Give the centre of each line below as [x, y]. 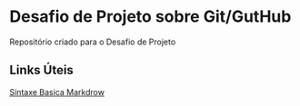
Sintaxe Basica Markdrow [57, 92]
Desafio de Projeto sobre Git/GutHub [150, 17]
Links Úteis [42, 70]
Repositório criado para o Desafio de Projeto [93, 42]
